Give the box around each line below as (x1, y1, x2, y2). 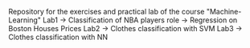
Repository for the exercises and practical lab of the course (8, 7, 205, 16)
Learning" (8, 15, 42, 25)
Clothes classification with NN (8, 32, 109, 42)
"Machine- (206, 7, 242, 16)
